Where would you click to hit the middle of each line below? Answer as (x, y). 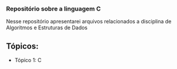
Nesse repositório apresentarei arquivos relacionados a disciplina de (89, 22)
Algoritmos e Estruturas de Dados (47, 27)
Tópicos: (23, 46)
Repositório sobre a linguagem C (53, 9)
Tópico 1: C (28, 60)
